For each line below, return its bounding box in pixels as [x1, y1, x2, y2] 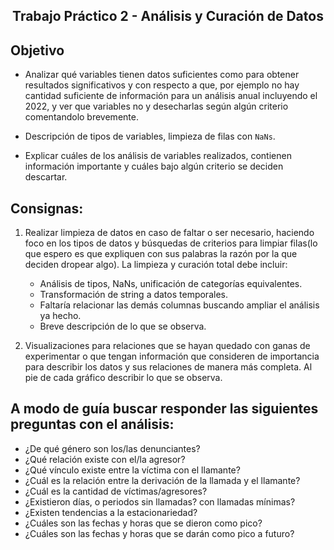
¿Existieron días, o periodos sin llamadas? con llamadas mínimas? [24, 495, 296, 508]
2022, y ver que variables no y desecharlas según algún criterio [24, 100, 289, 113]
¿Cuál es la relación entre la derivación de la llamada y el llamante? [24, 474, 301, 486]
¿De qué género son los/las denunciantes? [24, 442, 201, 454]
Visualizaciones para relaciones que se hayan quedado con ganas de [24, 340, 311, 352]
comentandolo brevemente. [24, 111, 139, 123]
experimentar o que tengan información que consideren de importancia [24, 350, 320, 363]
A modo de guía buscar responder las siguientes [10, 400, 319, 418]
